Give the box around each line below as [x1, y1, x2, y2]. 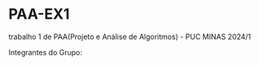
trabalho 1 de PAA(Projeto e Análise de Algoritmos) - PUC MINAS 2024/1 [8, 32, 252, 41]
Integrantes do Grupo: [8, 47, 83, 57]
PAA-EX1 [8, 5, 70, 24]
